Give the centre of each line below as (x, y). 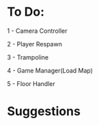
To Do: (26, 12)
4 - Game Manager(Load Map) (50, 70)
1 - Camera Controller (37, 31)
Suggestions (44, 112)
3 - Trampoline (28, 57)
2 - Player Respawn (35, 44)
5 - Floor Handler (31, 83)
